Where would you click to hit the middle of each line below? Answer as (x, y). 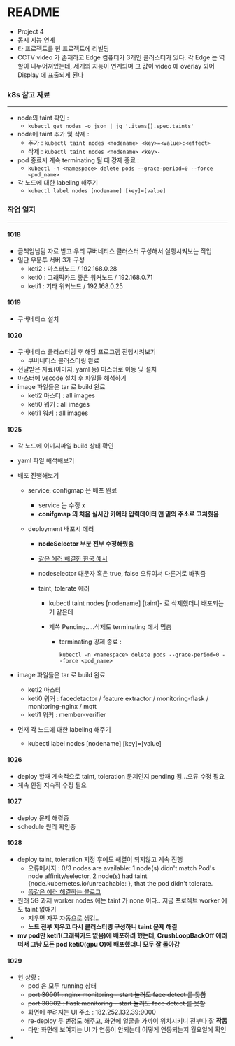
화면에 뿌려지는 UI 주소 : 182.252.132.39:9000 (92, 1012)
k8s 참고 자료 (29, 94)
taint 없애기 (41, 909)
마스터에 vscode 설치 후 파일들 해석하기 (72, 378)
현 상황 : (29, 977)
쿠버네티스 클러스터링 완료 (64, 360)
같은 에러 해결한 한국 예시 (73, 559)
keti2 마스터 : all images (62, 395)
